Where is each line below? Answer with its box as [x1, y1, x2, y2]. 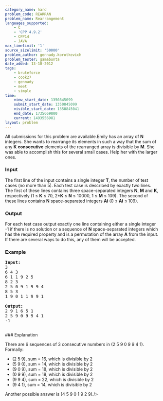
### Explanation [5, 332, 38, 338]
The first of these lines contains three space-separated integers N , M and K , [5, 188, 159, 193]
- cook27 [14, 75, 32, 80]
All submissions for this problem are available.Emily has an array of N [5, 133, 144, 139]
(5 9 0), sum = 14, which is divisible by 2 [12, 361, 93, 367]
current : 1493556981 [14, 115, 55, 121]
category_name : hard [5, 7, 47, 12]
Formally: [5, 347, 24, 352]
